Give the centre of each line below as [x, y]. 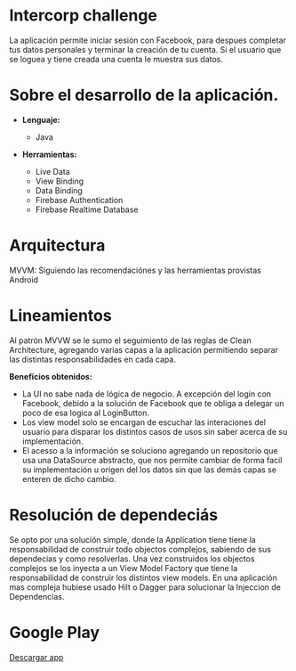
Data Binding [59, 190]
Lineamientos [61, 315]
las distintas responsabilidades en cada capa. [92, 359]
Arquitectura [57, 245]
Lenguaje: [41, 119]
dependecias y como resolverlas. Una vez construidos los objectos [132, 559]
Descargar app [36, 657]
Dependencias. [37, 596]
